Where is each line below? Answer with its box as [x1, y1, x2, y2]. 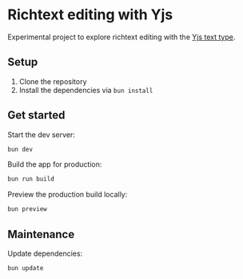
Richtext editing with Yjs [7, 6, 173, 24]
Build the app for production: [7, 160, 102, 169]
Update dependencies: [7, 249, 83, 258]
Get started [7, 108, 66, 122]
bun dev [7, 145, 34, 153]
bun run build [7, 175, 55, 184]
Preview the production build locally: [7, 190, 128, 200]
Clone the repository [18, 76, 87, 86]
